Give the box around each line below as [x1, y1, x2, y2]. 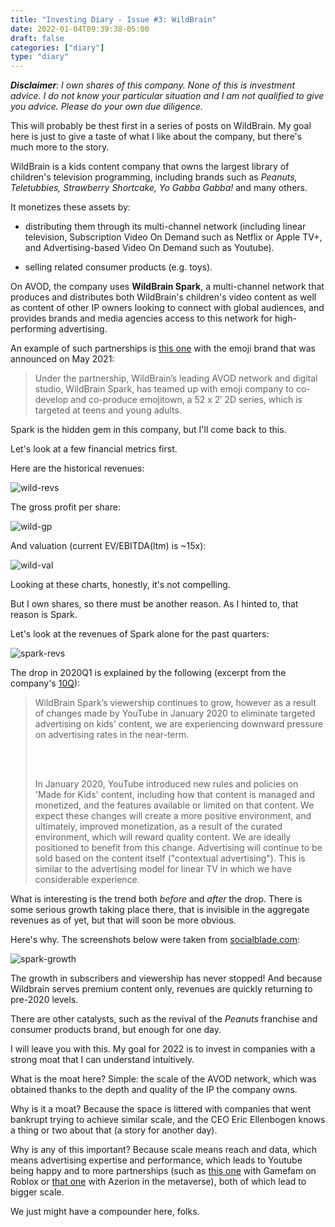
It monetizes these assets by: [10, 201, 131, 213]
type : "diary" [10, 52, 70, 62]
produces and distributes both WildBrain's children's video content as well [10, 291, 317, 303]
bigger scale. [10, 1186, 65, 1198]
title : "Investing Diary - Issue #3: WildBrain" [10, 14, 217, 25]
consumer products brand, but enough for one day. [10, 1024, 222, 1036]
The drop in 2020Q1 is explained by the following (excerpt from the [10, 667, 287, 679]
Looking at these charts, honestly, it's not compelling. [10, 579, 231, 591]
